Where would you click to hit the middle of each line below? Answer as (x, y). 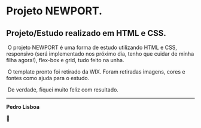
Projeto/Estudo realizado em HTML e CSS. (86, 33)
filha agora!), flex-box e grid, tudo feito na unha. (65, 60)
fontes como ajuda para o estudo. (48, 78)
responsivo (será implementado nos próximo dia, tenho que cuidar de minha (100, 54)
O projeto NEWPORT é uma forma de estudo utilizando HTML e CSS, (92, 47)
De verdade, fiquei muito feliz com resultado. (63, 90)
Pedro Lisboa (23, 107)
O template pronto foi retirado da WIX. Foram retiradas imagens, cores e (96, 72)
